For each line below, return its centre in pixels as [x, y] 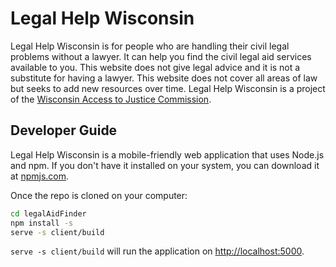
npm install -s [42, 223]
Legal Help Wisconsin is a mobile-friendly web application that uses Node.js [167, 154]
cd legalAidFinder [48, 213]
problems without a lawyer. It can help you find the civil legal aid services [161, 56]
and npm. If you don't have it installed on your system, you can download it [165, 165]
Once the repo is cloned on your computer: [99, 195]
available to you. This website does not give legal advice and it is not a [155, 67]
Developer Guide [64, 130]
